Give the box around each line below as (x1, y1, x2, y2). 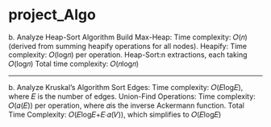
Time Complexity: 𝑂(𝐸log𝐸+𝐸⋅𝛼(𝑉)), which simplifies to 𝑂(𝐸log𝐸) (8, 109, 222, 119)
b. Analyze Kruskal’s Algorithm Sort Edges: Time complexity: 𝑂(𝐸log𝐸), (8, 82, 244, 92)
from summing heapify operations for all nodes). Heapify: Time (37, 41, 248, 51)
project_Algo (8, 6, 97, 24)
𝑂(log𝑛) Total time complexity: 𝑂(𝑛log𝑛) (8, 59, 140, 68)
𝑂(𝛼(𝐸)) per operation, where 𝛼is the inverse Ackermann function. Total (8, 100, 244, 110)
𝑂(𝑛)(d (232, 32, 248, 42)
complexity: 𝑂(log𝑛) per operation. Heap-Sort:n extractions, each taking (8, 50, 248, 59)
